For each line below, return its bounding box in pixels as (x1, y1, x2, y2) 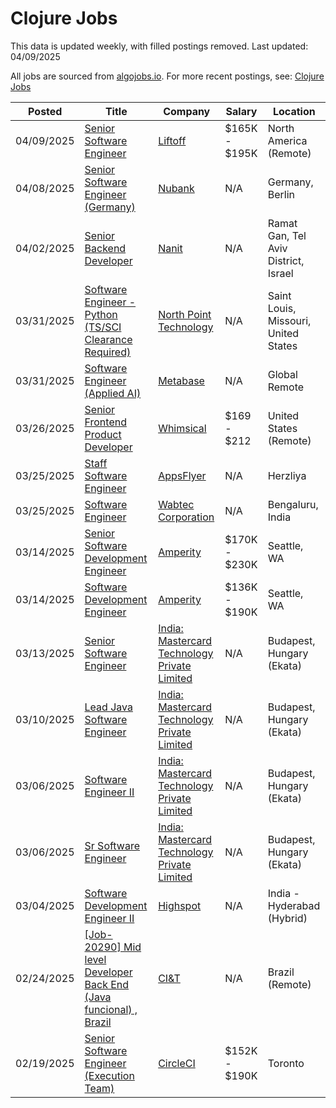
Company (163, 104, 211, 118)
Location (273, 104, 316, 118)
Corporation (158, 510, 215, 524)
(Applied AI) (84, 386, 142, 400)
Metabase (158, 373, 205, 387)
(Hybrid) (267, 911, 308, 925)
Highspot (158, 898, 202, 912)
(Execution (84, 1068, 135, 1082)
